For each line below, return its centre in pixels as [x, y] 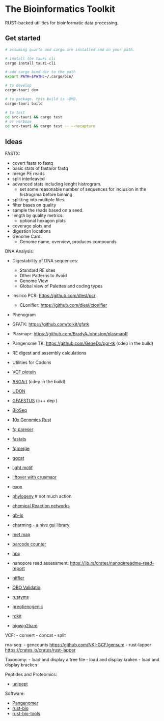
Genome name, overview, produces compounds [68, 241]
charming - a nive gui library [41, 525]
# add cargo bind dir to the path [41, 72]
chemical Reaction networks [41, 505]
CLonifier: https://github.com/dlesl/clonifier [63, 305]
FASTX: [13, 153]
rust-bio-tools [26, 713]
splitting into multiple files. [39, 199]
